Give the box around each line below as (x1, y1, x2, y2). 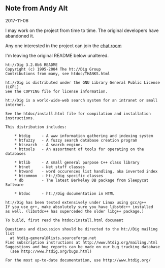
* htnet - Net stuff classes (14, 164, 85, 170)
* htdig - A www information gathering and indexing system (14, 133, 153, 139)
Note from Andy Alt (5, 4, 68, 13)
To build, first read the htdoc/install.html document (5, 218, 124, 223)
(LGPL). (5, 84, 22, 89)
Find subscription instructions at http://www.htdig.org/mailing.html (5, 240, 158, 245)
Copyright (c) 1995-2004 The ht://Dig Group (5, 66, 101, 72)
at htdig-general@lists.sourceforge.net (10, 236, 96, 241)
